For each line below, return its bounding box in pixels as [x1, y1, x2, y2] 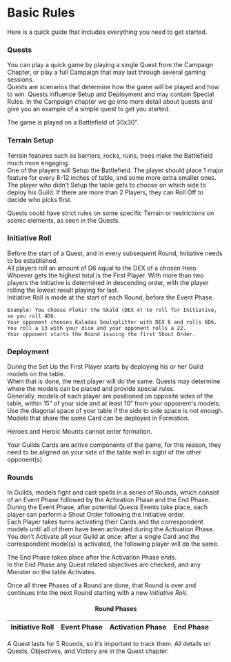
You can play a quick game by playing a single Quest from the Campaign [7, 61, 214, 69]
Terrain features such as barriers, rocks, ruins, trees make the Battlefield [7, 151, 213, 160]
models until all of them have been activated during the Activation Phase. [7, 525, 215, 533]
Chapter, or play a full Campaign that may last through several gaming [7, 68, 205, 77]
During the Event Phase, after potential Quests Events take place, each [7, 503, 208, 511]
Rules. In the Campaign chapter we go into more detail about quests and [7, 98, 212, 106]
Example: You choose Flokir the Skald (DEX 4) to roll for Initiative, [7, 306, 217, 313]
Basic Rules [7, 5, 75, 21]
